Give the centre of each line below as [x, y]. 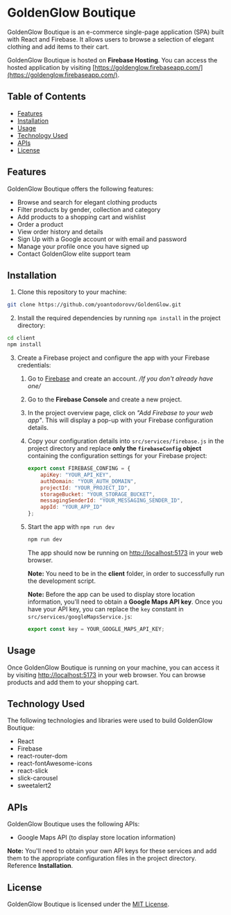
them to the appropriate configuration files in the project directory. [102, 858]
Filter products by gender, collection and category [89, 209]
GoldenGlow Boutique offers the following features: [80, 189]
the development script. [61, 581]
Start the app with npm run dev [71, 527]
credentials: [34, 365]
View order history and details [60, 232]
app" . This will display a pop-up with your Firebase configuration [120, 420]
